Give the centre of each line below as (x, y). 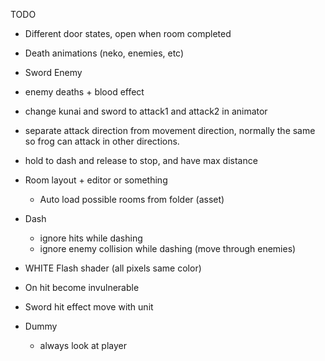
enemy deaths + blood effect (84, 92)
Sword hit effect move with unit (89, 307)
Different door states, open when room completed (128, 33)
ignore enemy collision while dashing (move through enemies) (168, 248)
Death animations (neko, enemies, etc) (104, 53)
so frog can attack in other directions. (102, 141)
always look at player (83, 345)
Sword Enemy (53, 72)
